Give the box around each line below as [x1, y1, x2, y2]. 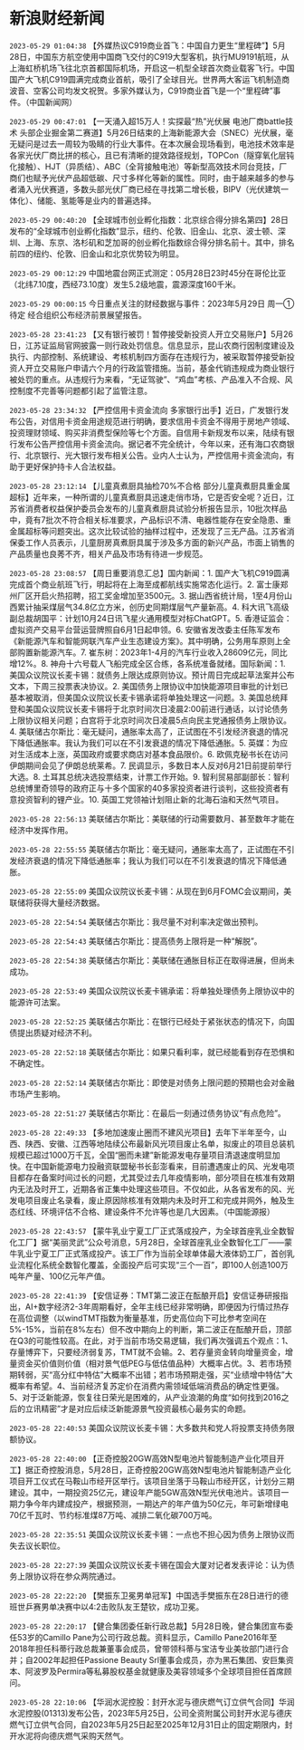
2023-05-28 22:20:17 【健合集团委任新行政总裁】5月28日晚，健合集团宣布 [9, 1620, 286, 1631]
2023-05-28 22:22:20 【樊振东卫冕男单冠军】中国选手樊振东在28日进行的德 [9, 1590, 290, 1601]
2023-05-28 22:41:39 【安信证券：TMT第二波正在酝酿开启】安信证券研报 [9, 1290, 280, 1301]
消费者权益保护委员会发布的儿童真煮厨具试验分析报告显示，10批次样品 [24, 503, 288, 514]
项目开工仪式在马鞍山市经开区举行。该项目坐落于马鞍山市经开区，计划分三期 [9, 1476, 295, 1486]
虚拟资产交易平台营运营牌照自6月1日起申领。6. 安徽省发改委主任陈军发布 [9, 624, 280, 635]
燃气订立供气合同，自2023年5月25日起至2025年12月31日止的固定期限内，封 [9, 1718, 293, 1730]
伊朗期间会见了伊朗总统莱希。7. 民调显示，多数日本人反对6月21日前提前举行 [9, 760, 292, 771]
